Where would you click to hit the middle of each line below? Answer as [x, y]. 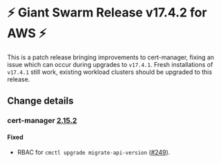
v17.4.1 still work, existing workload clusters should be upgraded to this [110, 72]
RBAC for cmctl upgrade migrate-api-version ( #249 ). [94, 153]
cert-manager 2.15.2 [42, 121]
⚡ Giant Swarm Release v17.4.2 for [107, 13]
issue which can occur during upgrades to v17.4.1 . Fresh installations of [110, 64]
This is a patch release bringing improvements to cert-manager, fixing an [111, 57]
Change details [40, 101]
